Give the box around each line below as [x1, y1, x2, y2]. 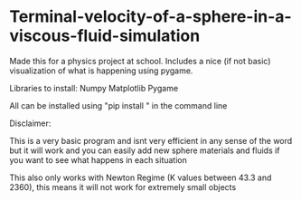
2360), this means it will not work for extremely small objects [9, 181, 237, 192]
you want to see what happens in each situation [9, 154, 188, 165]
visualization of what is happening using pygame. [9, 65, 193, 76]
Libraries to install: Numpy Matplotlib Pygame [9, 82, 179, 93]
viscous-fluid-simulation [9, 25, 201, 46]
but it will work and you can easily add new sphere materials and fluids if [9, 145, 280, 156]
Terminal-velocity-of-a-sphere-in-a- [9, 6, 292, 27]
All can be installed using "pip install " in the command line [9, 100, 228, 110]
